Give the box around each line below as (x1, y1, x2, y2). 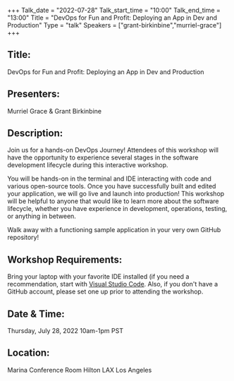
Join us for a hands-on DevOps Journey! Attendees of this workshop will (7, 146, 218, 155)
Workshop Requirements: (7, 253, 123, 265)
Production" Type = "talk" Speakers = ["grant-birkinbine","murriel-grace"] (7, 21, 222, 29)
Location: (7, 347, 50, 359)
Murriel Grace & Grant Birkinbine (7, 107, 102, 115)
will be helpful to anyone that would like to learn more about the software (7, 197, 219, 205)
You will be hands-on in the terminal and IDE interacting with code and (7, 174, 211, 183)
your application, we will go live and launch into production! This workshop (7, 190, 225, 198)
